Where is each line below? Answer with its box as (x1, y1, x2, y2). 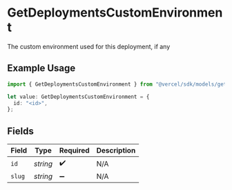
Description (96, 146, 136, 155)
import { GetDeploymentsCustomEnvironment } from (7, 81, 153, 88)
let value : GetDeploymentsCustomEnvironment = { (7, 93, 150, 100)
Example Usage (7, 62, 76, 74)
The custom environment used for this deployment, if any (7, 42, 171, 50)
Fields (7, 125, 35, 137)
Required (59, 146, 90, 155)
